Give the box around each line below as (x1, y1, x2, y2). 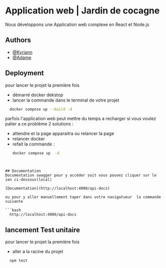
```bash (5, 208, 21, 213)
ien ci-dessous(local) (5, 177, 52, 182)
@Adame (12, 54, 31, 60)
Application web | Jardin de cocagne (5, 5, 160, 16)
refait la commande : (12, 141, 55, 147)
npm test (9, 258, 28, 264)
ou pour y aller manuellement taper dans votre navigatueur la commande (5, 195, 162, 200)
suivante (5, 199, 23, 204)
